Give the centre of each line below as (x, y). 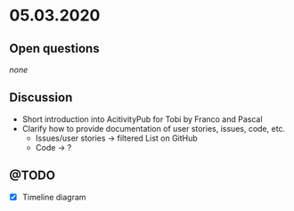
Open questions (54, 49)
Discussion (41, 97)
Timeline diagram (54, 197)
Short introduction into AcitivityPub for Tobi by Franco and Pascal (142, 119)
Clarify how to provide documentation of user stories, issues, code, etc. (154, 128)
